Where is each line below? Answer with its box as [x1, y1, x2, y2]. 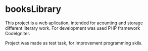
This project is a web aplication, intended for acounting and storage [5, 20, 143, 26]
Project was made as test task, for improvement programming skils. [5, 40, 143, 46]
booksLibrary [5, 3, 61, 15]
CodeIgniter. [5, 30, 31, 36]
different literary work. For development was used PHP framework [5, 25, 140, 31]
